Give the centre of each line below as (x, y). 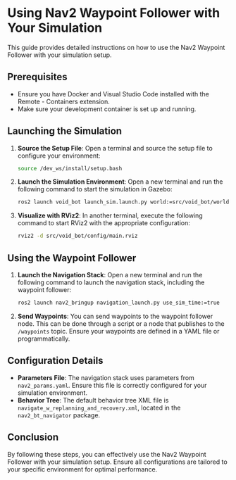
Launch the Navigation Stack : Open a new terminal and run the (110, 275)
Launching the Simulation (64, 131)
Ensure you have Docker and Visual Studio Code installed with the (113, 94)
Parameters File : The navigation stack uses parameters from (106, 377)
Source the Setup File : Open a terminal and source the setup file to (115, 148)
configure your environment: (59, 156)
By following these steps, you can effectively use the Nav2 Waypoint (107, 454)
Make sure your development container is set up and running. (107, 109)
